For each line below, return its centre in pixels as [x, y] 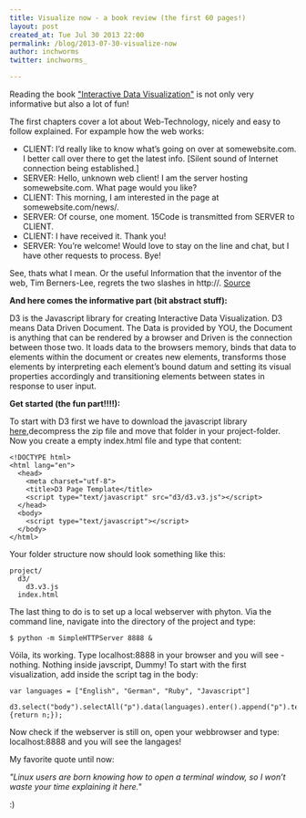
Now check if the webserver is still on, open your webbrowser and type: [144, 732]
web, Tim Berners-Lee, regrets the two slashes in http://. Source [130, 283]
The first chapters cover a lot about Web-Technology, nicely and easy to [145, 121]
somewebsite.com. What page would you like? [110, 187]
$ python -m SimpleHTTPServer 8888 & [81, 638]
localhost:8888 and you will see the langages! [96, 741]
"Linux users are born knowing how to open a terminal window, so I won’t [148, 777]
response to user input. [53, 386]
